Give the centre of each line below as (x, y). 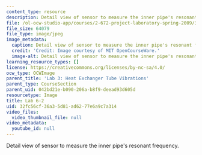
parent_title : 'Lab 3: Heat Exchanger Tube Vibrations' (78, 78)
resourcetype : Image (32, 95)
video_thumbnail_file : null (47, 117)
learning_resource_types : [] (43, 62)
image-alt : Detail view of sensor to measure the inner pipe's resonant (105, 56)
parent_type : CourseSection (41, 84)
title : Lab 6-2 (25, 101)
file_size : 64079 (28, 28)
